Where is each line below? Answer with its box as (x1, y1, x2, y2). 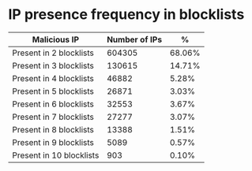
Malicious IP (32, 34, 80, 45)
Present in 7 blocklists (12, 111, 95, 122)
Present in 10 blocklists (12, 150, 100, 161)
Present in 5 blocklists (12, 85, 95, 96)
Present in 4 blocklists (12, 72, 95, 84)
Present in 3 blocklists (12, 60, 95, 71)
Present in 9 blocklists (12, 136, 95, 147)
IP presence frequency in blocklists (8, 6, 245, 24)
